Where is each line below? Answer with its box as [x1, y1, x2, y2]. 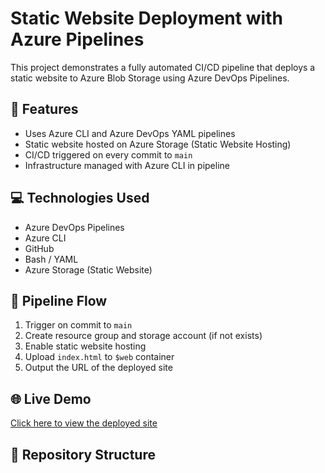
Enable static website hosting [24, 340, 147, 352]
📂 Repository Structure [10, 446, 156, 463]
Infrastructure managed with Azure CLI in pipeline [24, 159, 230, 171]
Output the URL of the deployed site [24, 362, 173, 374]
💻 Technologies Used [10, 190, 150, 207]
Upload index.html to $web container [24, 351, 175, 363]
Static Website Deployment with [10, 7, 283, 30]
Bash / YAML [24, 253, 79, 265]
